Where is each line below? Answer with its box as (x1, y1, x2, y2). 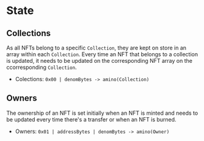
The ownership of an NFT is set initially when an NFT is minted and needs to (6, 109, 199, 117)
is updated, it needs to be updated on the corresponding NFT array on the (6, 57, 192, 64)
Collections (6, 28, 51, 38)
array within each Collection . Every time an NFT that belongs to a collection (6, 51, 199, 58)
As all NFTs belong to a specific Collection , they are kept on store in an (6, 44, 187, 51)
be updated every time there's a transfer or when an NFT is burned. (6, 115, 177, 123)
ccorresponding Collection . (6, 63, 78, 71)
